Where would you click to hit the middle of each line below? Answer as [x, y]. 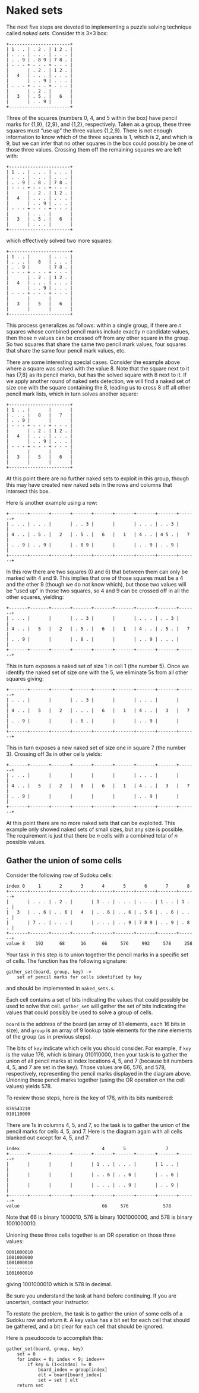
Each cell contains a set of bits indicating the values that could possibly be [97, 999]
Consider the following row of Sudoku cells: [59, 875]
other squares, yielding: [35, 597]
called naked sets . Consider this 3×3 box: [57, 33]
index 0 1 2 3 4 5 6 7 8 [98, 886]
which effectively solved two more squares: [59, 240]
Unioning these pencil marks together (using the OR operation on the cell [96, 1080]
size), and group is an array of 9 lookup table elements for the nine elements [99, 1030]
